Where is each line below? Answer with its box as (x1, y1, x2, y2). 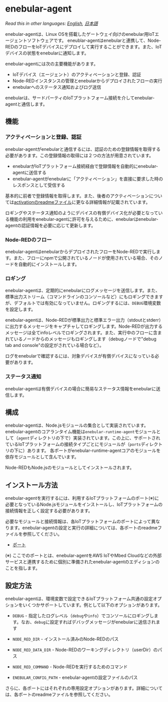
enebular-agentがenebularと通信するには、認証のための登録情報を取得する (5, 146, 161, 152)
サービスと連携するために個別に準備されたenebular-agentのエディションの (5, 559, 160, 565)
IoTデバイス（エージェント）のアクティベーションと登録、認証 (12, 71, 141, 77)
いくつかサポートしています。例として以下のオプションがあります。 (22, 602, 162, 608)
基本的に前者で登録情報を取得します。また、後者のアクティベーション (5, 193, 149, 199)
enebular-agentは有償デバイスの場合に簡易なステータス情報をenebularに (5, 385, 156, 391)
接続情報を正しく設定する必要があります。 (5, 508, 93, 514)
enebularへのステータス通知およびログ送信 (12, 84, 101, 90)
